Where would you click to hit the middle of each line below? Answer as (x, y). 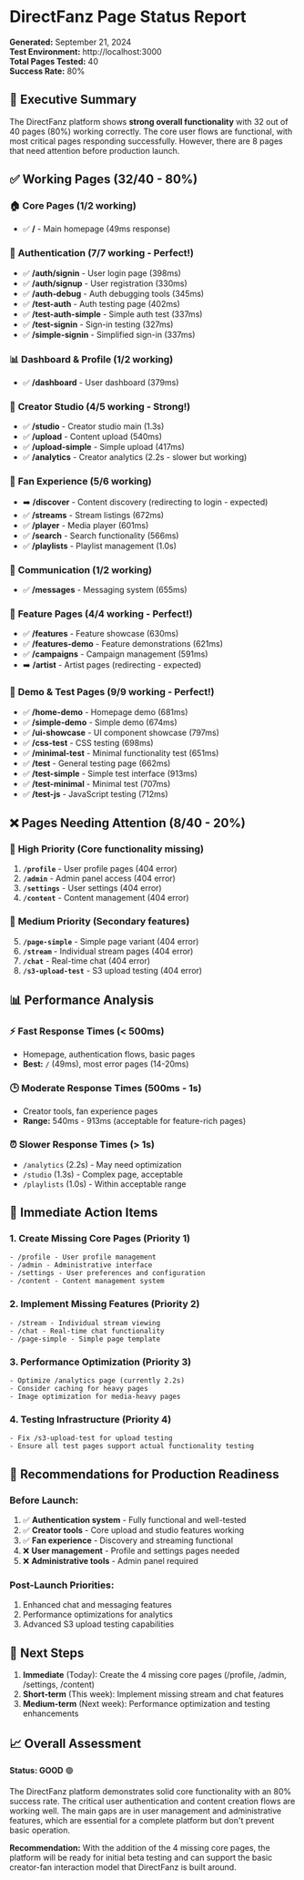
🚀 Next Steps (47, 1653)
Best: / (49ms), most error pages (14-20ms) (106, 1064)
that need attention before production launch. (95, 150)
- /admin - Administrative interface (81, 1265)
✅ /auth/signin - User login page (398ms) (102, 273)
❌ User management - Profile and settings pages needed (131, 1551)
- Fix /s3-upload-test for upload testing (91, 1438)
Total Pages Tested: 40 (54, 61)
